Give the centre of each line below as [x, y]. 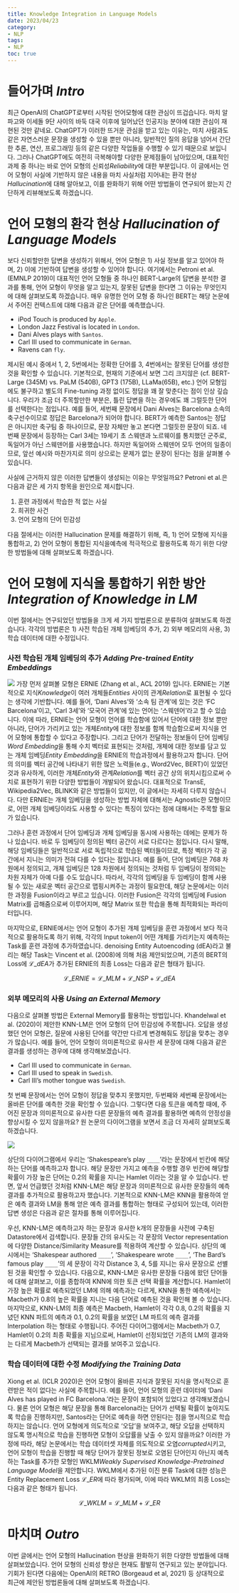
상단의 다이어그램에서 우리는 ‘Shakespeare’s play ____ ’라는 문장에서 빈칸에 [112, 1159]
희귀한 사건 [33, 510]
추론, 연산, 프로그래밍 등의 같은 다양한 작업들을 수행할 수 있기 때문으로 [111, 148]
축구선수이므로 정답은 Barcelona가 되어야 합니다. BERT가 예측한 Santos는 [110, 417]
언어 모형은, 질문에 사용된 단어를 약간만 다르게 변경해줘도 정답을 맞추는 [118, 1033]
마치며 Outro [43, 1534]
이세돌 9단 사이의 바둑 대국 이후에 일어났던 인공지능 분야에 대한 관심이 [123, 121]
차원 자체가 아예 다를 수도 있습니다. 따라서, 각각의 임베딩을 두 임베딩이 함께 [111, 877]
